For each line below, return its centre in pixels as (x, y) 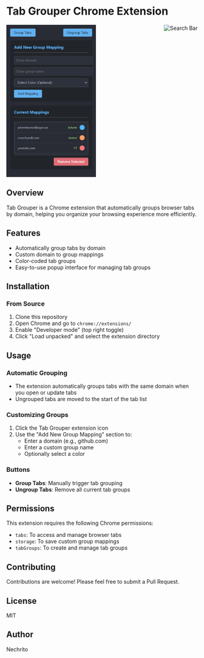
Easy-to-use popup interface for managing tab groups (83, 267)
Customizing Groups (37, 415)
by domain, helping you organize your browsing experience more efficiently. (101, 214)
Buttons (18, 470)
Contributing (31, 567)
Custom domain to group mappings (59, 254)
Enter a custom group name (59, 447)
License (22, 601)
